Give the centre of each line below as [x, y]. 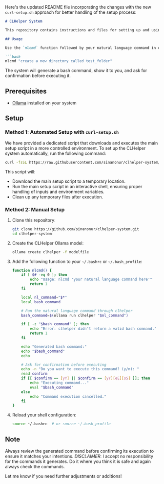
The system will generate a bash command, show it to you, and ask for [76, 71]
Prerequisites [26, 91]
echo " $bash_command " [43, 351]
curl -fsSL [16, 162]
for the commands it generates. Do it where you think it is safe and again [78, 461]
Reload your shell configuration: [44, 415]
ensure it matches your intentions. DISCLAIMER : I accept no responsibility [79, 456]
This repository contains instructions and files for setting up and [77, 30]
